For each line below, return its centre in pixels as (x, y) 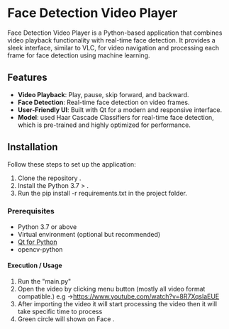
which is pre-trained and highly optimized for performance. (104, 125)
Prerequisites (31, 211)
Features (27, 78)
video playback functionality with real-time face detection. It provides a (112, 40)
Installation (33, 147)
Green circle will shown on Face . (66, 319)
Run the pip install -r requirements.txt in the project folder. (102, 193)
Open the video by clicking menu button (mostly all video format (111, 289)
